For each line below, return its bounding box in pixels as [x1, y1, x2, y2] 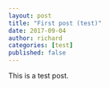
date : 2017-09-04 [8, 26, 67, 34]
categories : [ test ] [8, 42, 74, 50]
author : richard [8, 34, 63, 42]
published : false [8, 49, 67, 57]
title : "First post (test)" [8, 19, 103, 27]
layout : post [8, 11, 52, 20]
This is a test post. [8, 71, 70, 80]
